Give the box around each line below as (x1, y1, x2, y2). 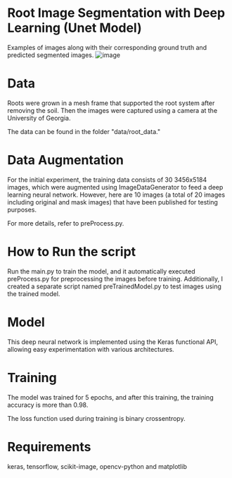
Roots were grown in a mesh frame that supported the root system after (7, 99, 215, 107)
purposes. (7, 205, 37, 214)
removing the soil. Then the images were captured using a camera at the (7, 106, 218, 114)
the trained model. (7, 289, 60, 298)
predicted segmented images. (7, 51, 94, 59)
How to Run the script (7, 244, 136, 259)
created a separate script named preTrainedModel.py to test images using (7, 282, 221, 290)
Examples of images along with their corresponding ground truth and (7, 43, 207, 51)
